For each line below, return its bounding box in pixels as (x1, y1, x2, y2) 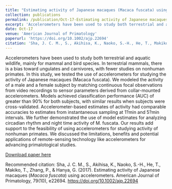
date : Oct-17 (5, 27, 33, 32)
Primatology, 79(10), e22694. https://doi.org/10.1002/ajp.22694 (5, 177, 138, 184)
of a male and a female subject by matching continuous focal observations (5, 82, 163, 88)
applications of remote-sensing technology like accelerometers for (5, 136, 146, 142)
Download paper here (5, 151, 51, 157)
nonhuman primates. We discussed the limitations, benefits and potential (5, 131, 159, 137)
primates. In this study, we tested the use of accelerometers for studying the (5, 71, 166, 77)
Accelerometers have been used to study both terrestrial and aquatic (5, 55, 151, 61)
